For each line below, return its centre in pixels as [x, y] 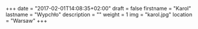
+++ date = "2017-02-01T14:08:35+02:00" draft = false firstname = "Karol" [98, 8]
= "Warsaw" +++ [26, 21]
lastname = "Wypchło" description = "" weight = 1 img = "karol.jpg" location [99, 14]
